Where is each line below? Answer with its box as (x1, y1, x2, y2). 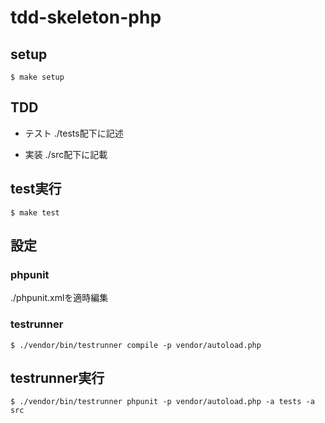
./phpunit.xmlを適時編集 (10, 292, 109, 304)
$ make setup (10, 72, 65, 82)
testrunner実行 (10, 370, 105, 386)
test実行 (10, 181, 62, 198)
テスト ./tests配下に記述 (24, 127, 124, 139)
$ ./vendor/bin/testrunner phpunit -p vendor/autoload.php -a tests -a (10, 397, 315, 407)
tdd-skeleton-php (10, 6, 162, 29)
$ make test (10, 207, 60, 218)
